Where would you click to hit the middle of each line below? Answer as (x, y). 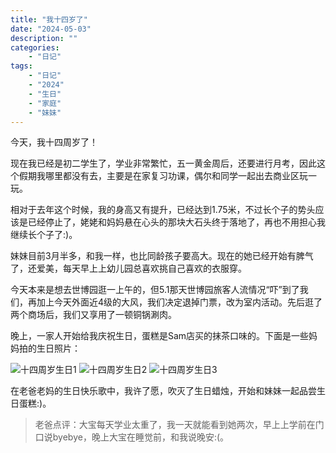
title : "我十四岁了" (49, 19)
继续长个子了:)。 (44, 235)
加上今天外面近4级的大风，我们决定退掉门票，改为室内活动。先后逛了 (179, 302)
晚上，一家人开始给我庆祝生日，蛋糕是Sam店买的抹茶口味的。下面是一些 (160, 336)
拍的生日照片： (49, 348)
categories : (35, 47)
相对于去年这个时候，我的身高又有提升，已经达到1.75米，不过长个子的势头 (163, 210)
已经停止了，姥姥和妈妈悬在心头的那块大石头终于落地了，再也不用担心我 (176, 222)
